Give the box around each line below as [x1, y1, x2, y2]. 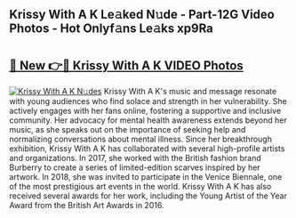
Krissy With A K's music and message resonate [103, 86, 277, 96]
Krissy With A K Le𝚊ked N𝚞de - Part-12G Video [9, 7, 276, 22]
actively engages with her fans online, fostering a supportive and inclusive [9, 106, 282, 116]
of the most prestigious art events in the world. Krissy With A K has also [9, 182, 272, 191]
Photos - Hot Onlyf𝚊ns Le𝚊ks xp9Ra [9, 21, 213, 36]
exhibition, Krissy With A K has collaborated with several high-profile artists [9, 143, 285, 154]
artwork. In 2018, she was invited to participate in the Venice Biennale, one [9, 172, 283, 182]
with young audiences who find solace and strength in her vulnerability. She [9, 96, 287, 106]
